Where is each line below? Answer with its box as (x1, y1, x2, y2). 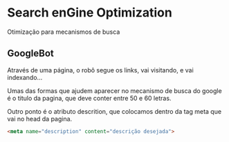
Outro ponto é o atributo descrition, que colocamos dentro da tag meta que (7, 107, 222, 115)
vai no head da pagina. (7, 114, 73, 123)
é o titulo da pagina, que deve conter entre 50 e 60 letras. (7, 94, 172, 102)
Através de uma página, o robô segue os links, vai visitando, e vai (7, 65, 194, 74)
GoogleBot (7, 48, 54, 59)
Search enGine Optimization (7, 5, 173, 21)
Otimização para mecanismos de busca (7, 28, 120, 36)
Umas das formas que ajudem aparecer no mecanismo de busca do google (7, 86, 223, 94)
